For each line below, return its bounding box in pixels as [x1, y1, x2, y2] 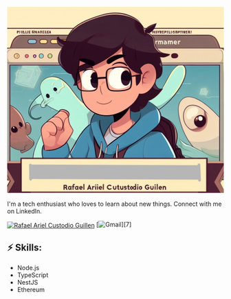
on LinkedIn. [7, 207, 43, 215]
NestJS [16, 278, 38, 286]
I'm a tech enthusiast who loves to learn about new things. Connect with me [7, 200, 222, 208]
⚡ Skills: [7, 242, 43, 254]
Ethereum [16, 285, 45, 294]
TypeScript [16, 271, 49, 279]
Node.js [16, 263, 40, 272]
